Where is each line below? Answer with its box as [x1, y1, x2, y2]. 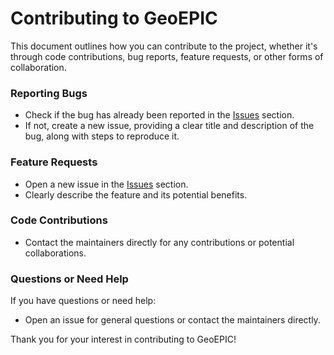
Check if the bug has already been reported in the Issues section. [24, 109, 295, 121]
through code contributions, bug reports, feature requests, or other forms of [10, 50, 324, 62]
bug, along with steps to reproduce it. [24, 130, 180, 142]
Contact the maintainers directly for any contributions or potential [24, 236, 295, 248]
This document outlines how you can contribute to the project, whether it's [10, 40, 318, 52]
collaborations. [24, 247, 87, 259]
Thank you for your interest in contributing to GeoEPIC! [10, 333, 237, 346]
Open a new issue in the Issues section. [24, 178, 189, 190]
